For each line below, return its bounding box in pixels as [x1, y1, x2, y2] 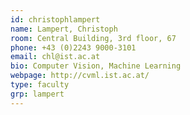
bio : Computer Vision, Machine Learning [10, 61, 182, 71]
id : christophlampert [10, 14, 101, 25]
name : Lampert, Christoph [10, 24, 118, 34]
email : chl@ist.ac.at [10, 52, 101, 62]
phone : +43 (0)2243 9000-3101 [10, 42, 137, 53]
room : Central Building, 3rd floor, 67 [10, 33, 177, 43]
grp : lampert [10, 89, 65, 99]
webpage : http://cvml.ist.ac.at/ [10, 71, 150, 81]
